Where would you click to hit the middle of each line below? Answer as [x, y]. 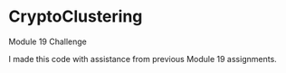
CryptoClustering [76, 17]
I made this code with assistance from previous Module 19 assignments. [143, 59]
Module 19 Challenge [48, 41]
